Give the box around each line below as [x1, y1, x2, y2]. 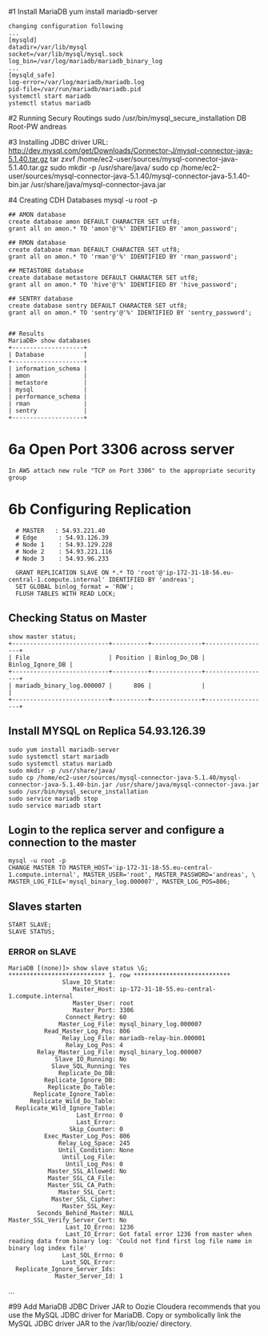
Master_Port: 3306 [72, 1006, 134, 1014]
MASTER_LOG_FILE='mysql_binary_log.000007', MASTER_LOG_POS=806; [8, 878, 230, 886]
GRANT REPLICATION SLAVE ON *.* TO [15, 568, 134, 577]
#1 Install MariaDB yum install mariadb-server [8, 7, 158, 16]
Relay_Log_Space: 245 [58, 1139, 130, 1147]
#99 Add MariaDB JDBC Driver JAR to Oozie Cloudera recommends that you [8, 1302, 261, 1311]
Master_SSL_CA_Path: [47, 1182, 116, 1190]
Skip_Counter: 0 [69, 1126, 124, 1134]
